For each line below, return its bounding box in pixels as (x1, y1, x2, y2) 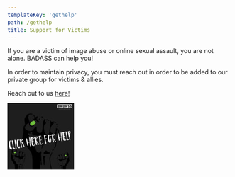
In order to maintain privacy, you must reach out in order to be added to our (7, 68, 229, 76)
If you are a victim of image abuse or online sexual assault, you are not (7, 47, 214, 55)
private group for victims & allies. (7, 75, 104, 84)
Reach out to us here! (7, 89, 70, 98)
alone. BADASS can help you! (7, 54, 94, 63)
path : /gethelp (7, 18, 53, 26)
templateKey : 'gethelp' (7, 11, 78, 18)
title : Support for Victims (7, 26, 91, 33)
